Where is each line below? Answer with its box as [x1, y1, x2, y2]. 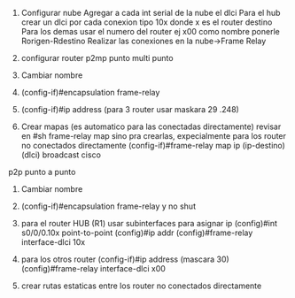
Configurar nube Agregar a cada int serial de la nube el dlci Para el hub [20, 8, 281, 18]
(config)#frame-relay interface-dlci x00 [20, 264, 166, 273]
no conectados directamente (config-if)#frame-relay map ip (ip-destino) [20, 141, 285, 150]
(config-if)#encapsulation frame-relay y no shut [20, 201, 197, 211]
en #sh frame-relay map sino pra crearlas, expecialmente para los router [20, 131, 287, 141]
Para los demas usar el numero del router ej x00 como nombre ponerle [20, 27, 280, 36]
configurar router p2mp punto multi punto [20, 53, 174, 63]
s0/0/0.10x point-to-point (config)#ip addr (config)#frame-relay [20, 227, 253, 238]
